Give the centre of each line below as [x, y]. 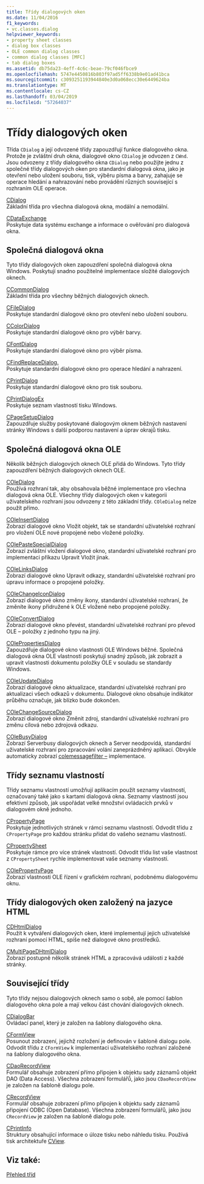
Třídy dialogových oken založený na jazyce [90, 903]
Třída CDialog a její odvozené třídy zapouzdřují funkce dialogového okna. [97, 149]
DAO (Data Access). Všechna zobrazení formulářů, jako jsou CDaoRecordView [101, 1078]
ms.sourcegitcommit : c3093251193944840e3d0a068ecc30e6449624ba [88, 80]
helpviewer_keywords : [34, 35]
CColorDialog [23, 326]
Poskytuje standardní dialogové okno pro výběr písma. [74, 351]
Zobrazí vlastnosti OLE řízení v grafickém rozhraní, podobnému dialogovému [102, 877]
